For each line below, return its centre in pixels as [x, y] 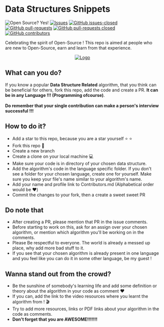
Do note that [24, 210]
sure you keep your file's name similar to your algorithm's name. [77, 179]
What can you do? [33, 73]
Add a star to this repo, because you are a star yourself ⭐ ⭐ [72, 138]
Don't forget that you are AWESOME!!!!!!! [55, 319]
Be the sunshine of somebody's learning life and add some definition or [84, 286]
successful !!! [19, 111]
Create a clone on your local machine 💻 [53, 156]
